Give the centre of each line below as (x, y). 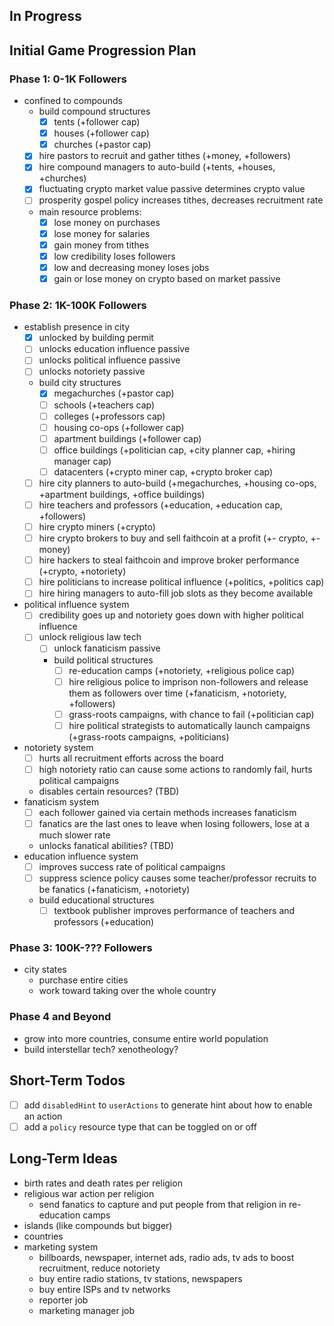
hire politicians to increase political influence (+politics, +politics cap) (181, 582)
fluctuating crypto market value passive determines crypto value (172, 189)
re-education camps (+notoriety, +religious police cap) (182, 670)
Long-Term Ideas (63, 1159)
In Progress (45, 16)
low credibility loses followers (114, 256)
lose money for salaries (102, 233)
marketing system (61, 1246)
